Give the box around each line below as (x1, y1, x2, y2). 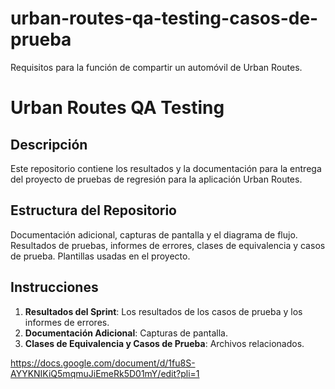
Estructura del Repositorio (10, 202, 177, 219)
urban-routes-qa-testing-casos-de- (10, 7, 319, 30)
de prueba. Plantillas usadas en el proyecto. (10, 250, 191, 262)
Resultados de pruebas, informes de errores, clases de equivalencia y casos (10, 239, 326, 251)
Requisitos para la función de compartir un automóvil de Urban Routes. (10, 61, 303, 73)
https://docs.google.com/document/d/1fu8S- (10, 357, 196, 369)
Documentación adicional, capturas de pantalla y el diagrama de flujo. (10, 228, 298, 241)
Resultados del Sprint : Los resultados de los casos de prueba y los (24, 305, 303, 317)
